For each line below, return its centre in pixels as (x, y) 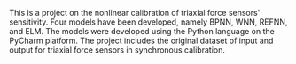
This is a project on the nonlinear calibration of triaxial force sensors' (135, 13)
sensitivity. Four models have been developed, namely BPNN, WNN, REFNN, (148, 22)
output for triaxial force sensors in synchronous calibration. (117, 50)
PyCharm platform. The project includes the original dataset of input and (141, 40)
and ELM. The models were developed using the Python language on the (142, 31)
